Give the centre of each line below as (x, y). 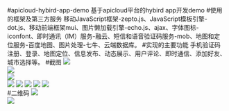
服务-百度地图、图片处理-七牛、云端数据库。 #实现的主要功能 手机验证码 (117, 45)
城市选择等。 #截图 (34, 62)
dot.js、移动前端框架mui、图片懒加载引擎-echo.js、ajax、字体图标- (103, 27)
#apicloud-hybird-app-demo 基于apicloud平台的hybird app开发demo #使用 (115, 10)
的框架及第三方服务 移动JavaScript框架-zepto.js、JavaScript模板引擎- (108, 19)
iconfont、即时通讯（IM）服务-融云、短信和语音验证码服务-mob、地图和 (111, 36)
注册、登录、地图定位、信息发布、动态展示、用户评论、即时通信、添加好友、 (117, 53)
